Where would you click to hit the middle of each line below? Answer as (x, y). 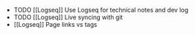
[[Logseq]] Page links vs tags (55, 24)
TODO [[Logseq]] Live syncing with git (68, 17)
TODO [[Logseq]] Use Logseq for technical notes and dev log (101, 10)
